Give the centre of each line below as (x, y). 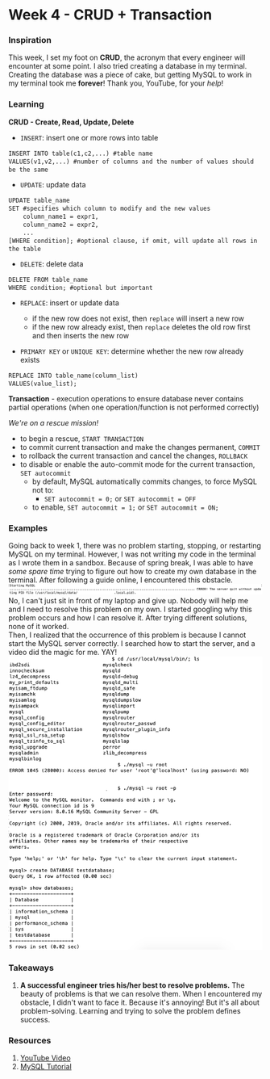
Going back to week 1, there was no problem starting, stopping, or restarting (135, 546)
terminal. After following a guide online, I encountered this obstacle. (121, 580)
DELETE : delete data (52, 263)
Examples (28, 528)
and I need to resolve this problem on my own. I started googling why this (130, 609)
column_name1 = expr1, (61, 216)
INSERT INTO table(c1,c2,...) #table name (81, 153)
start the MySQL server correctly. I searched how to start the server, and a (132, 644)
